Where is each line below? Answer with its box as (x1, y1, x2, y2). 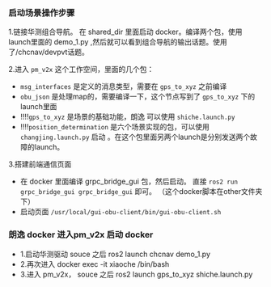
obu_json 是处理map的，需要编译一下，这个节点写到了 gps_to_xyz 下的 (19, 91, 256, 102)
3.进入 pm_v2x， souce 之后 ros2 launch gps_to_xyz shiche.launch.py (19, 269, 253, 279)
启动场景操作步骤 (8, 6, 75, 18)
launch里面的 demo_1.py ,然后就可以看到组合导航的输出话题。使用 (8, 37, 228, 47)
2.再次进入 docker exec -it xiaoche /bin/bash (19, 259, 170, 268)
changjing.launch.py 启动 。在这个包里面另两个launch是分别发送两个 (19, 132, 251, 142)
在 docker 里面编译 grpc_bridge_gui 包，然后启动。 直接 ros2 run (19, 176, 239, 187)
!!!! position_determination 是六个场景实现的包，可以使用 (19, 122, 210, 132)
